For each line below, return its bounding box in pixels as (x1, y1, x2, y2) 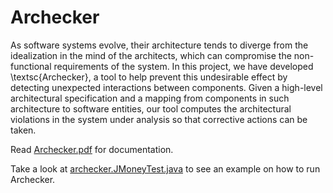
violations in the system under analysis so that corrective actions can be (10, 113, 308, 125)
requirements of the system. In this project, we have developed (53, 60, 314, 72)
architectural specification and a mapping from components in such (10, 92, 290, 104)
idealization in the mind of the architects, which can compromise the (10, 49, 292, 61)
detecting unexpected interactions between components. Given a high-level (10, 81, 323, 93)
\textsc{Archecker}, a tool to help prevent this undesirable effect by (10, 71, 288, 83)
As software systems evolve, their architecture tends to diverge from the (10, 39, 309, 51)
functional (10, 60, 52, 72)
